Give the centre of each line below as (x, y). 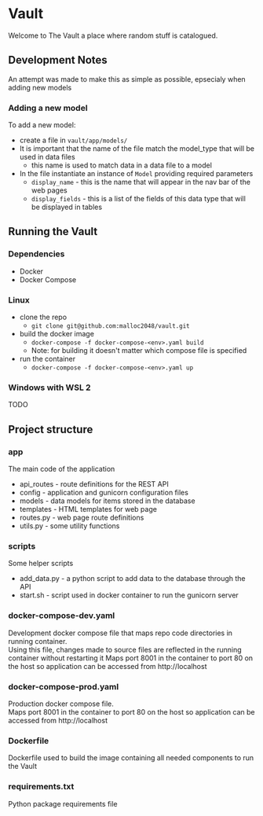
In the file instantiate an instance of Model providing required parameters (136, 174)
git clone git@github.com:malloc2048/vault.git (110, 326)
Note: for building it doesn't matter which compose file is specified (139, 351)
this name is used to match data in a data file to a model (121, 165)
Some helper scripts (41, 564)
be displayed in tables (67, 207)
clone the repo (43, 317)
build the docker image (57, 334)
